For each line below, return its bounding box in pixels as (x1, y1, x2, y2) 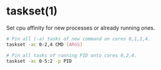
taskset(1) (6, 4, 58, 18)
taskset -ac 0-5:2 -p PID (6, 58, 72, 64)
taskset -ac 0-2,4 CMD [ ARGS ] (6, 41, 83, 48)
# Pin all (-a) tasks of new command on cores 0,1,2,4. (6, 36, 151, 42)
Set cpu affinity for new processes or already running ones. (6, 24, 156, 31)
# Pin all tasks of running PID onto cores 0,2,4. (6, 52, 137, 59)
